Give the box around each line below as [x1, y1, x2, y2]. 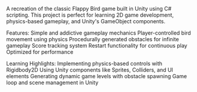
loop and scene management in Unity [6, 79, 99, 86]
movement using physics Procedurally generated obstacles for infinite [6, 36, 180, 42]
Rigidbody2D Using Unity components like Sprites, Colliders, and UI [6, 66, 174, 73]
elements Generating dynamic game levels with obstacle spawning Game [6, 73, 187, 79]
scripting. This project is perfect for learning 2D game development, [6, 11, 174, 19]
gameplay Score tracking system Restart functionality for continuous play [6, 42, 187, 49]
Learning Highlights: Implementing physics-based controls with [6, 60, 163, 67]
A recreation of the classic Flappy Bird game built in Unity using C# [6, 5, 172, 12]
